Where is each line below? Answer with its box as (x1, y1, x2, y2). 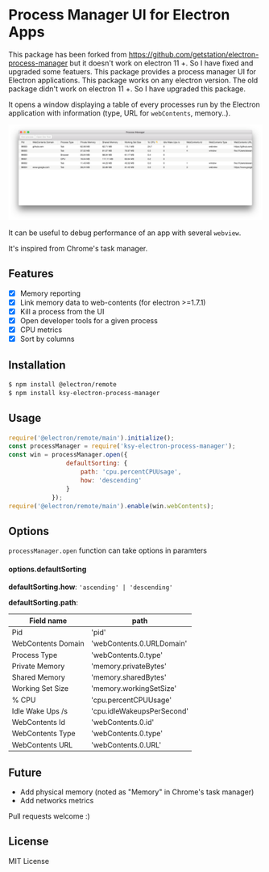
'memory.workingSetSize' (91, 684, 177, 693)
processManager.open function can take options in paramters (8, 546, 208, 555)
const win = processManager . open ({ (8, 451, 128, 459)
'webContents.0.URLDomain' (91, 638, 188, 648)
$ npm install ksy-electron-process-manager (8, 389, 160, 397)
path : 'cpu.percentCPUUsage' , (80, 468, 182, 476)
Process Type (11, 650, 58, 659)
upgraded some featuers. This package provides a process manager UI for (8, 66, 256, 76)
